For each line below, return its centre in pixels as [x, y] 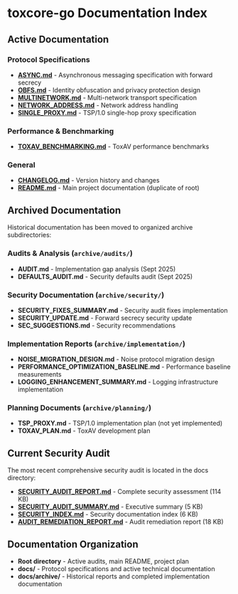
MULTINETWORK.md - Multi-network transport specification [107, 97]
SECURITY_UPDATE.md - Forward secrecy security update [105, 318]
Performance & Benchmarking [61, 131]
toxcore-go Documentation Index [107, 13]
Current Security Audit [59, 453]
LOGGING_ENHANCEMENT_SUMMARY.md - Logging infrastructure [118, 382]
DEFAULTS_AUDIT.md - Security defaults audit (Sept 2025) [105, 276]
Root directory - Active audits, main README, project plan [103, 561]
